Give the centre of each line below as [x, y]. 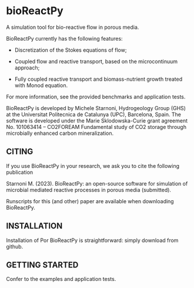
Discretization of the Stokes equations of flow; [71, 50]
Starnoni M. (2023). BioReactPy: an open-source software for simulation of [97, 183]
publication [20, 172]
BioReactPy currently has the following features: [64, 38]
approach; [27, 67]
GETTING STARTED [42, 265]
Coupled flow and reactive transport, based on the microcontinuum [96, 61]
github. [15, 246]
